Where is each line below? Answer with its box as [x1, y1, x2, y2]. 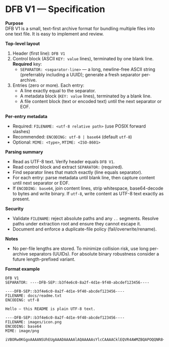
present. [12, 196, 30, 202]
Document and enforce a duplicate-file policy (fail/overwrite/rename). [12, 226, 157, 232]
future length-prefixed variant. [12, 256, 75, 262]
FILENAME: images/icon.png [5, 319, 62, 324]
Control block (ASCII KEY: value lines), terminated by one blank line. [12, 55, 154, 61]
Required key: [12, 61, 42, 67]
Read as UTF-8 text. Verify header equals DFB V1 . [12, 158, 115, 164]
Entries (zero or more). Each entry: [12, 82, 84, 88]
